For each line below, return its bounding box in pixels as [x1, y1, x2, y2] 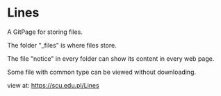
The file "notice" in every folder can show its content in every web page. [7, 54, 215, 63]
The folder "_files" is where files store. [7, 41, 117, 49]
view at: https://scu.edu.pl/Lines [7, 81, 99, 89]
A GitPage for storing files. [7, 28, 83, 36]
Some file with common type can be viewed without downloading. [7, 68, 197, 76]
